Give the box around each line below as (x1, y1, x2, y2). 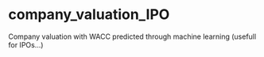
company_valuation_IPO (8, 6, 170, 24)
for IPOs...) (8, 40, 44, 49)
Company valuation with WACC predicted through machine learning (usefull (8, 32, 257, 41)
